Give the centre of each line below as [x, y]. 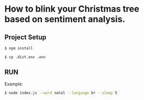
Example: [14, 84]
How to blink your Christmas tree [72, 9]
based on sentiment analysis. [65, 19]
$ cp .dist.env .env [25, 57]
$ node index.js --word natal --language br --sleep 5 [61, 93]
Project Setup [26, 37]
